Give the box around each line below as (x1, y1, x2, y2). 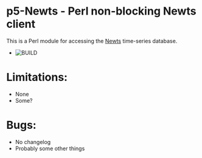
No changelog (15, 138, 51, 145)
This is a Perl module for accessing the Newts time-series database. (6, 37, 178, 44)
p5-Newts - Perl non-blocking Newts (6, 4, 197, 18)
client (6, 17, 36, 31)
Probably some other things (15, 145, 85, 152)
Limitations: (6, 70, 68, 84)
